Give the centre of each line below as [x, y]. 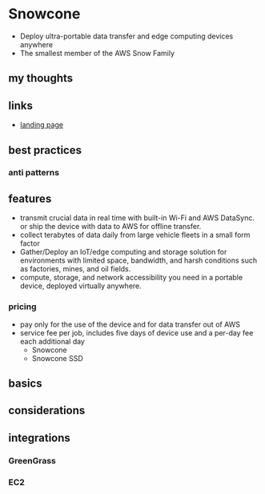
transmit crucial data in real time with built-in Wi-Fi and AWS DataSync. [137, 218]
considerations [47, 410]
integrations [39, 438]
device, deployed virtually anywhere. [80, 286]
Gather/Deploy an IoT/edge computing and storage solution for [123, 252]
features [30, 198]
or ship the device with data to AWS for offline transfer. [110, 227]
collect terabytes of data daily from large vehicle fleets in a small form [135, 235]
